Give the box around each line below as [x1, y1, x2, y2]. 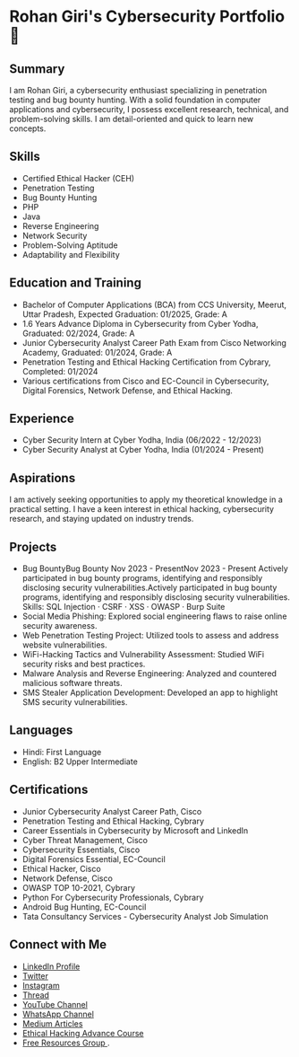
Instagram [21, 980, 60, 991]
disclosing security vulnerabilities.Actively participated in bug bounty [21, 582, 278, 594]
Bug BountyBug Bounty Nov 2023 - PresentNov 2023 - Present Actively [21, 563, 288, 574]
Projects [9, 539, 57, 554]
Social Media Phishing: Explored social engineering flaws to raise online [21, 611, 287, 621]
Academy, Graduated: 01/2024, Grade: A [21, 347, 173, 357]
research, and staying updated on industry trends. [9, 514, 194, 524]
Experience [9, 411, 74, 427]
